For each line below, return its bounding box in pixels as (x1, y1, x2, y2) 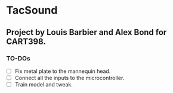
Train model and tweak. (14, 81, 73, 88)
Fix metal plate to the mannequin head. (14, 68, 111, 75)
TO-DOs (6, 54, 31, 62)
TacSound (6, 4, 58, 17)
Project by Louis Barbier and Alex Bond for (6, 27, 167, 37)
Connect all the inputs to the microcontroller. (14, 74, 125, 81)
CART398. (6, 36, 46, 46)
